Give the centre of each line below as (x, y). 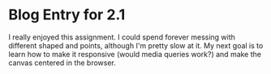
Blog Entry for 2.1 (67, 15)
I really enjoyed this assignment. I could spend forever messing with (122, 37)
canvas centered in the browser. (62, 63)
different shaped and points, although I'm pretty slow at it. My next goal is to (136, 45)
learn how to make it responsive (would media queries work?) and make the (135, 54)
